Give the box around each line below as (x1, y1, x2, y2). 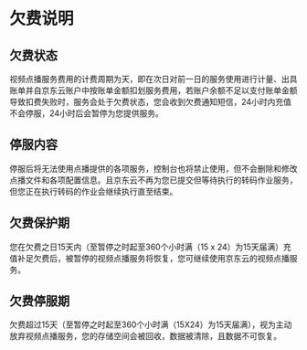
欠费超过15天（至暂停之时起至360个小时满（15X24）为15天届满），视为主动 (9, 319, 292, 330)
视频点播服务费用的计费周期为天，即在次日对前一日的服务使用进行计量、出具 (9, 74, 298, 84)
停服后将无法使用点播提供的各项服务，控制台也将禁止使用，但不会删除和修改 (9, 163, 298, 174)
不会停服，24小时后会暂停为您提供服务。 (9, 108, 164, 119)
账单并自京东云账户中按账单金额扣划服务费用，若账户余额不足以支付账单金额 (9, 85, 298, 96)
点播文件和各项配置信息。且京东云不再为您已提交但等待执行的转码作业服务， (9, 175, 298, 186)
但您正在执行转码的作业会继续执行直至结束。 (9, 186, 178, 196)
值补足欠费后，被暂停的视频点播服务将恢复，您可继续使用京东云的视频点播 (9, 252, 290, 263)
